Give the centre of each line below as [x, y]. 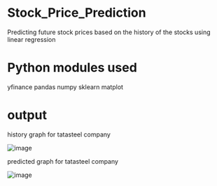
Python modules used [72, 68]
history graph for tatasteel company [59, 134]
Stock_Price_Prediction [77, 13]
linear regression [31, 39]
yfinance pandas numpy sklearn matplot [65, 87]
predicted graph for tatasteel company [63, 161]
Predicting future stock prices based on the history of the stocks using [109, 32]
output [27, 115]
